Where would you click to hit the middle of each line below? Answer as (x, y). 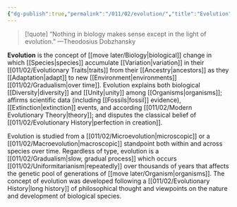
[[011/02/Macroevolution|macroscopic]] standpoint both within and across (115, 143)
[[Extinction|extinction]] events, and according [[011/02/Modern (100, 107)
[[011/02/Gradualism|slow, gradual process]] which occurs (92, 158)
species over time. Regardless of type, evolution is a (83, 151)
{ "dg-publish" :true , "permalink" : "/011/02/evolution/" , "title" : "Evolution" (120, 14)
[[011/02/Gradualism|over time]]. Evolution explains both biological (104, 84)
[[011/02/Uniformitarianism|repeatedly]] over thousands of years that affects (118, 165)
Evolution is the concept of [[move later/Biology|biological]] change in (110, 55)
